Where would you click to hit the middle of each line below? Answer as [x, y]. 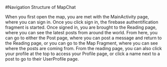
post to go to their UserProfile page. [42, 59]
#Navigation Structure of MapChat [40, 7]
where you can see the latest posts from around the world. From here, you [82, 33]
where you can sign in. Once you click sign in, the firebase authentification [82, 22]
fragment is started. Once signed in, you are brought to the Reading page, [81, 27]
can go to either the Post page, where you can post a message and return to [83, 38]
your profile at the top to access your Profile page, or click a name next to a [83, 54]
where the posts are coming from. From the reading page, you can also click [83, 48]
